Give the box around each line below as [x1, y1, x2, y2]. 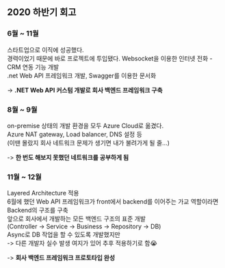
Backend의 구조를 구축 [7, 206, 68, 215]
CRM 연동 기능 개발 [7, 62, 59, 71]
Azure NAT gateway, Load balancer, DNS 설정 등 [7, 130, 142, 138]
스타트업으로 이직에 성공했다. [7, 45, 84, 53]
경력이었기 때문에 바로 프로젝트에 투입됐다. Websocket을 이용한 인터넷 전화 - [7, 54, 213, 62]
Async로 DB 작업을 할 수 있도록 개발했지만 [7, 230, 121, 239]
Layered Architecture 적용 [7, 189, 79, 197]
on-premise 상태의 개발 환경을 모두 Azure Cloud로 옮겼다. [7, 121, 164, 130]
